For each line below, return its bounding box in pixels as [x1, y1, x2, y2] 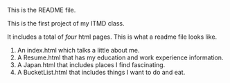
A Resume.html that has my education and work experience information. [17, 53, 224, 62]
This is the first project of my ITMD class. [7, 19, 125, 27]
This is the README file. [7, 6, 76, 14]
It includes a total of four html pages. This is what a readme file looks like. [7, 33, 218, 41]
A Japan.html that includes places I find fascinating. [17, 61, 166, 68]
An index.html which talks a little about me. [17, 46, 140, 54]
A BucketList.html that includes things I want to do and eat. [17, 68, 186, 76]
